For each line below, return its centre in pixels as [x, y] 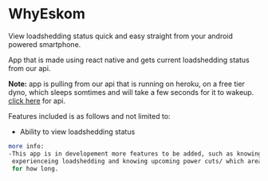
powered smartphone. [45, 44]
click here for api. [37, 100]
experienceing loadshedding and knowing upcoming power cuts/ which [128, 161]
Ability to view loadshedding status [77, 132]
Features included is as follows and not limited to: [89, 116]
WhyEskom [47, 14]
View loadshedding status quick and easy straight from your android [121, 36]
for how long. [35, 168]
